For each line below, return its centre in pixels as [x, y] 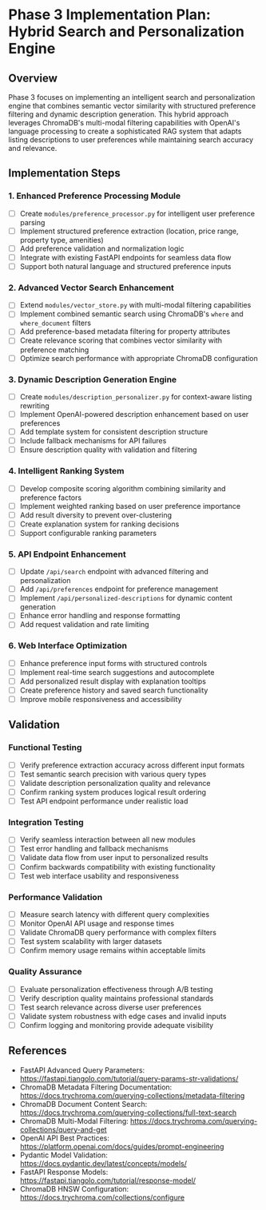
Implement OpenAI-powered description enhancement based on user [134, 414]
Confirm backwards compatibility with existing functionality [117, 867]
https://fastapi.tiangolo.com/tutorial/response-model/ [108, 1180]
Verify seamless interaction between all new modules [107, 839]
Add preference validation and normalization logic [102, 248]
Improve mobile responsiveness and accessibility [101, 699]
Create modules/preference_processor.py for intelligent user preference [137, 213]
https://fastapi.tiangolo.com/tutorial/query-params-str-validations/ [129, 1078]
